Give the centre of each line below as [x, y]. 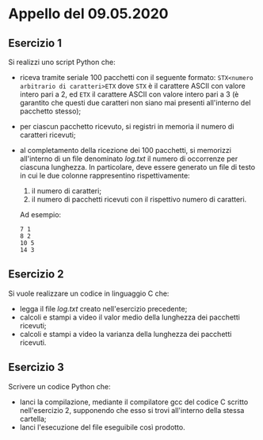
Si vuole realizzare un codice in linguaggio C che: [89, 293]
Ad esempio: [40, 214]
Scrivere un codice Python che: [59, 386]
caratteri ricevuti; [48, 135]
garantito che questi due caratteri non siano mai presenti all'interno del [135, 103]
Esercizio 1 [35, 43]
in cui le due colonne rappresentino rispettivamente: [105, 176]
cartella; [33, 419]
